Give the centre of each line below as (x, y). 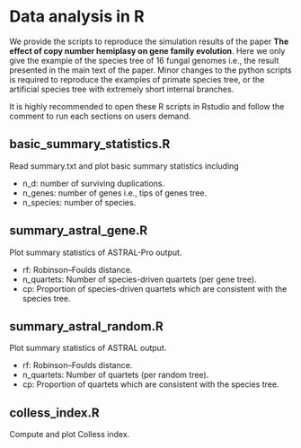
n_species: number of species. (79, 202)
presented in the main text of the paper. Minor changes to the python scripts (150, 70)
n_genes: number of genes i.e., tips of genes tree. (115, 193)
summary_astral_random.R (86, 326)
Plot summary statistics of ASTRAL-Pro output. (96, 252)
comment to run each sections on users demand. (100, 116)
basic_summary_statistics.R (90, 144)
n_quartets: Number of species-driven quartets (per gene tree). (140, 279)
